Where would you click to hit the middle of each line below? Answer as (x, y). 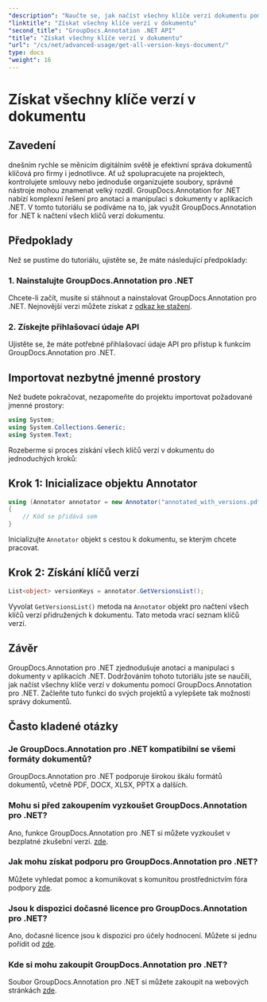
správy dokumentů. (40, 701)
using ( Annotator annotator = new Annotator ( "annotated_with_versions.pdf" (136, 502)
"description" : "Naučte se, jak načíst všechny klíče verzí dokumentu (128, 16)
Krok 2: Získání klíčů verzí (74, 573)
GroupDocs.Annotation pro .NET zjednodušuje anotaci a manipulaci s (122, 667)
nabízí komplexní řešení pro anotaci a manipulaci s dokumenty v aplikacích (130, 198)
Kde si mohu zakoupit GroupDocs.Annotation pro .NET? (118, 965)
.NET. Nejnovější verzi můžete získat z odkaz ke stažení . (100, 306)
